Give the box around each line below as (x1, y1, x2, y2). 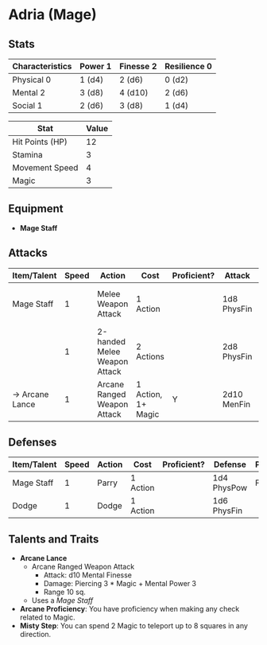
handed (96, 336, 126, 347)
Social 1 (12, 100, 43, 111)
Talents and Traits (8, 532, 99, 546)
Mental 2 (12, 87, 46, 98)
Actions (136, 351, 165, 362)
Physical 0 (12, 74, 52, 85)
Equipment (8, 202, 64, 216)
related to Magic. (19, 612, 75, 622)
